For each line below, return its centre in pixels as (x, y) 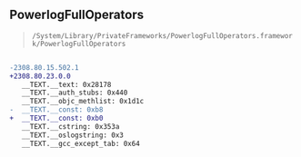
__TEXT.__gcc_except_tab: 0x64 (81, 143)
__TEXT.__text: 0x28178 (66, 84)
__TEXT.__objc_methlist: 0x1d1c (83, 102)
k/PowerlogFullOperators (79, 44)
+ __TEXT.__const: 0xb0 (56, 118)
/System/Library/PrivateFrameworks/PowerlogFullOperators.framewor (162, 35)
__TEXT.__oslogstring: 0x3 (73, 135)
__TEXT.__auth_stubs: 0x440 (75, 93)
